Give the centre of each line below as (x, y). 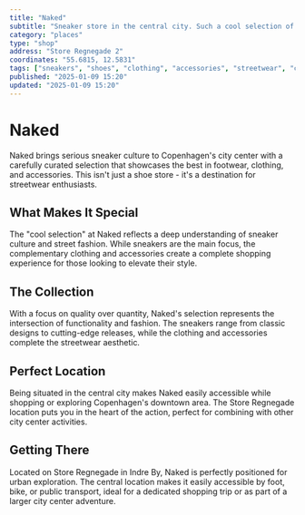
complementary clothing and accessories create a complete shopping (140, 254)
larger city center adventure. (63, 500)
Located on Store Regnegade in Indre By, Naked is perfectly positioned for (148, 471)
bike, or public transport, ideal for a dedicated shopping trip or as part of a (148, 491)
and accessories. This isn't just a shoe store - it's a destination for (133, 174)
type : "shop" (34, 43)
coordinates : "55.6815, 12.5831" (73, 60)
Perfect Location (58, 371)
